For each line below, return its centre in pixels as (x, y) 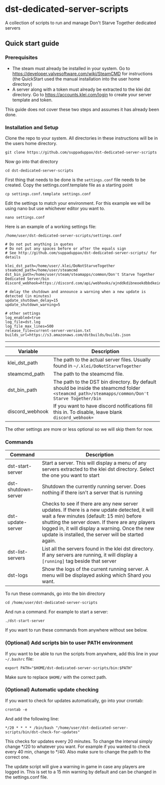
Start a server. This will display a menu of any (94, 463)
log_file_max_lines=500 (29, 326)
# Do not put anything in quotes (39, 244)
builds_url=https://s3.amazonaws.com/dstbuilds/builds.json (68, 335)
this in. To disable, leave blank (88, 412)
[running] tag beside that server (79, 561)
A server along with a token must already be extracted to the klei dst (81, 89)
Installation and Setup (32, 127)
